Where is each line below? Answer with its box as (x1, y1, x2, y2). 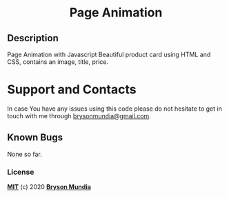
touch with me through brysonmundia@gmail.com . (7, 111, 152, 120)
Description (7, 32, 59, 44)
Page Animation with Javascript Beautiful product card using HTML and (7, 50, 211, 58)
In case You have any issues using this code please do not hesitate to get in (7, 104, 222, 113)
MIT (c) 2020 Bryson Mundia (7, 183, 92, 191)
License (7, 167, 34, 177)
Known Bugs (7, 132, 63, 144)
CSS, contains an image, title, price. (7, 58, 109, 66)
